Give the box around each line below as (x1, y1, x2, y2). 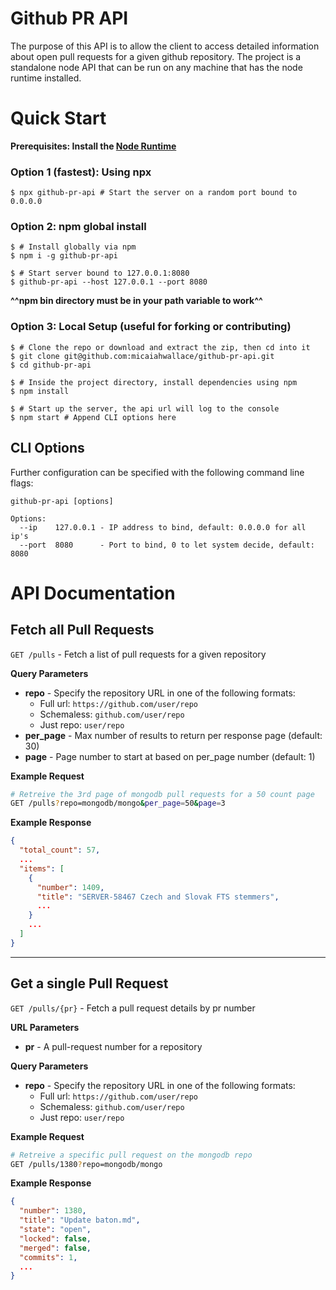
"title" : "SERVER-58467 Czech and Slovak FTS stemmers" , (36, 892, 280, 902)
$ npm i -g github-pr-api (10, 251, 118, 261)
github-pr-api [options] (10, 496, 114, 506)
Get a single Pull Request (10, 975, 169, 992)
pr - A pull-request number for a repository (24, 1040, 203, 1052)
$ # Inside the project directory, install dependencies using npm (10, 377, 298, 387)
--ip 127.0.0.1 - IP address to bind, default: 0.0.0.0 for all (19, 522, 307, 532)
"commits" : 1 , (19, 1252, 78, 1262)
